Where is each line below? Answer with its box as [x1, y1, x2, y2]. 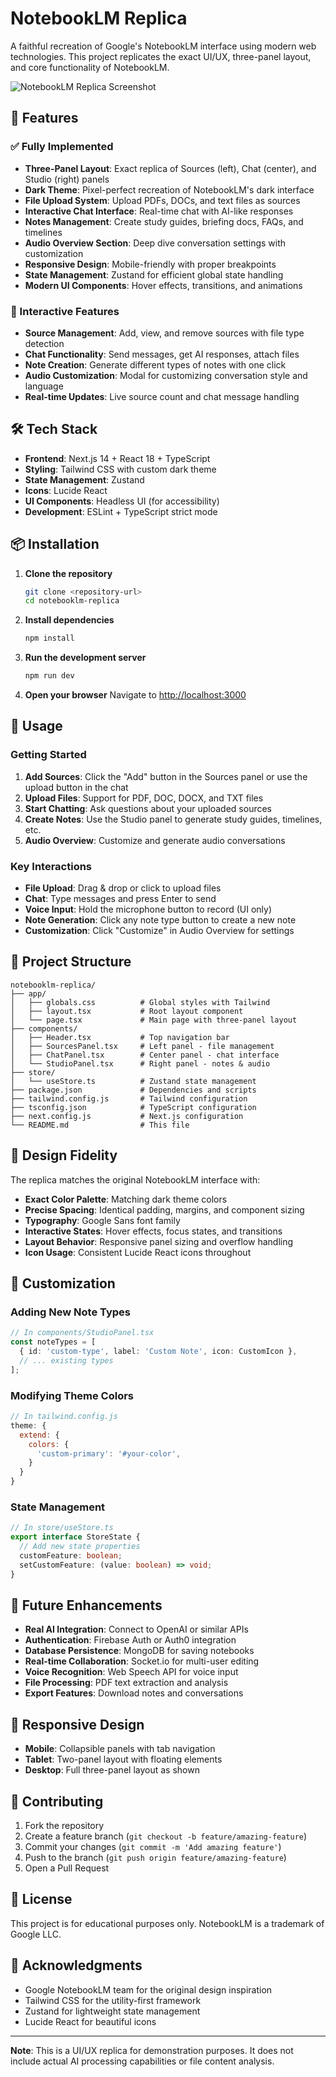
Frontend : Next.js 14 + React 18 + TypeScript [24, 452, 211, 464]
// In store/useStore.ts [10, 1523, 114, 1533]
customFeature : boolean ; [19, 1550, 123, 1561]
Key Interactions [10, 859, 93, 873]
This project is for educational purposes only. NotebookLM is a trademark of [10, 1917, 325, 1929]
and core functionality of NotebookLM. [10, 61, 170, 73]
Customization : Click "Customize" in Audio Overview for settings [24, 925, 295, 937]
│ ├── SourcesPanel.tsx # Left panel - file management [10, 1041, 275, 1051]
